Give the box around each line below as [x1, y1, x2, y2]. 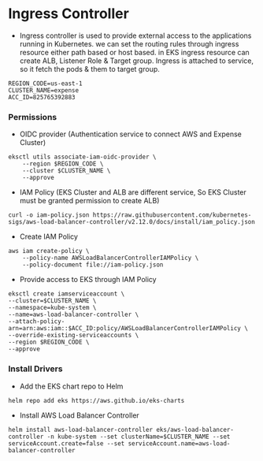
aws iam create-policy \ [8, 247, 90, 255]
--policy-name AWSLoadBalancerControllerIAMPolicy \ [22, 254, 199, 262]
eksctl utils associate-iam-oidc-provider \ [8, 153, 157, 162]
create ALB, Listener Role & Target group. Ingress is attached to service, [19, 56, 254, 65]
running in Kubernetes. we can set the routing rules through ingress [19, 39, 239, 48]
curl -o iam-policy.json [8, 211, 90, 219]
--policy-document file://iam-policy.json [22, 261, 164, 269]
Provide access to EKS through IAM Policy [19, 275, 157, 284]
